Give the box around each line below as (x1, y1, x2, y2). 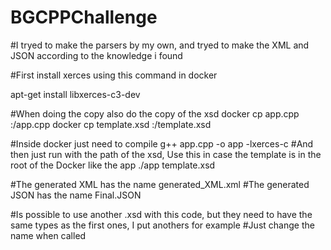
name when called (10, 229, 87, 241)
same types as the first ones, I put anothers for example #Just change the (10, 219, 315, 231)
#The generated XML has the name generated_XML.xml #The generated (10, 178, 310, 190)
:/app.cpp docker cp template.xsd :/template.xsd (10, 118, 212, 130)
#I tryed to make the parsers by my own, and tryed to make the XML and (10, 39, 310, 51)
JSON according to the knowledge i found (10, 49, 183, 61)
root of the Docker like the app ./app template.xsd (10, 159, 216, 171)
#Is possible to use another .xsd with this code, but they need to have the (10, 208, 313, 220)
